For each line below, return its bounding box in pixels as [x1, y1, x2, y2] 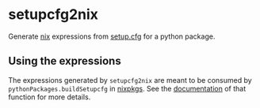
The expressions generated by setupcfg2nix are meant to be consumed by [8, 75, 252, 84]
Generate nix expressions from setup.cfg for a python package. [8, 32, 216, 41]
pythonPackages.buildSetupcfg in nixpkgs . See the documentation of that [8, 84, 247, 93]
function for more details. [8, 92, 91, 102]
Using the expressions [8, 54, 121, 68]
